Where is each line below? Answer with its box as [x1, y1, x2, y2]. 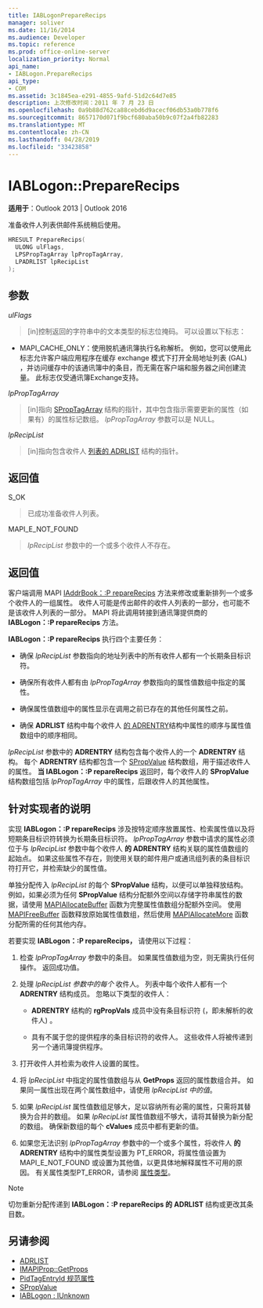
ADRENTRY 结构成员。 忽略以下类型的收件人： [19, 988, 171, 998]
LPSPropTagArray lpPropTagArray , [15, 250, 124, 259]
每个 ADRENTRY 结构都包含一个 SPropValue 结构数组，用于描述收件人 [23, 757, 250, 766]
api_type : [8, 77, 41, 85]
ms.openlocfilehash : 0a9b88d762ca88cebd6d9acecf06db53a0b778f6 [8, 107, 219, 115]
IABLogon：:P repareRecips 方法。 [8, 618, 123, 627]
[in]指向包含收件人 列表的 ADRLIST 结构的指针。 [27, 446, 182, 455]
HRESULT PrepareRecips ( [8, 236, 86, 244]
